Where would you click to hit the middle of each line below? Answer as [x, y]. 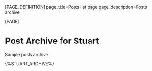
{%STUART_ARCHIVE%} [30, 64]
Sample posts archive [27, 54]
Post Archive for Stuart [52, 41]
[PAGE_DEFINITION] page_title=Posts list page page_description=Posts [76, 7]
